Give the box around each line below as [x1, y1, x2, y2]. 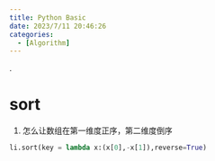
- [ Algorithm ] [17, 38, 70, 48]
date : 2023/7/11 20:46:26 [9, 22, 106, 31]
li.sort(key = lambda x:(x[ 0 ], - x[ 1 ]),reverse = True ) [9, 143, 207, 153]
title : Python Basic [9, 13, 87, 22]
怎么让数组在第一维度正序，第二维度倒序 [22, 125, 173, 136]
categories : [9, 30, 54, 39]
